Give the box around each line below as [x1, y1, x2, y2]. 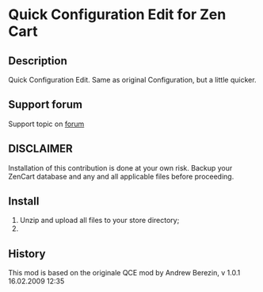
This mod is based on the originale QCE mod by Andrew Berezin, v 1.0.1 [8, 268, 241, 278]
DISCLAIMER [8, 142, 73, 156]
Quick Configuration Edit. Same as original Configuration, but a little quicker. [8, 75, 257, 84]
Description [8, 54, 67, 67]
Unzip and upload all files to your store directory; [19, 216, 180, 225]
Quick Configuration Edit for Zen [8, 6, 227, 24]
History [8, 247, 46, 260]
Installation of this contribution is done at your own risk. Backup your [8, 163, 233, 172]
